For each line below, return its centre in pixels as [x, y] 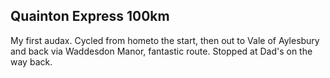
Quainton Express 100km [90, 16]
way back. [31, 61]
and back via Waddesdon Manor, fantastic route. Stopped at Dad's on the [161, 51]
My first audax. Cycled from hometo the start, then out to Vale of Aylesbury [165, 40]
